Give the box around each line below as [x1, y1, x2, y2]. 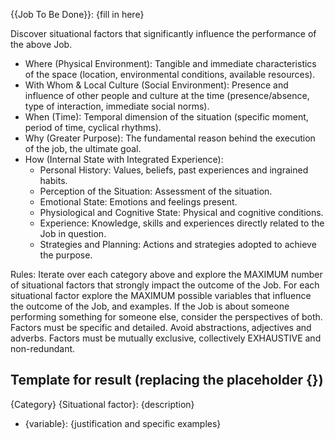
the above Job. [10, 39, 73, 50]
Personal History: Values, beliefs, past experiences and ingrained [39, 164, 309, 176]
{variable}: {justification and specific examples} [24, 417, 222, 429]
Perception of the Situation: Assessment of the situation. [39, 185, 273, 197]
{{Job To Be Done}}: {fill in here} [10, 9, 145, 20]
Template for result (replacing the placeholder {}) [10, 372, 324, 389]
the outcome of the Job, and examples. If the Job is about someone [10, 300, 290, 312]
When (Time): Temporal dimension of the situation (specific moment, [24, 111, 309, 123]
